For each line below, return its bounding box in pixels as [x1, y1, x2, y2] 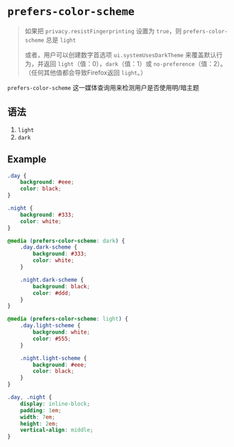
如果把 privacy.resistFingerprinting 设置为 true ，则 [24, 26, 182, 35]
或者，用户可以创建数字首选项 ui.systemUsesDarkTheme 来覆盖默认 [24, 50, 217, 59]
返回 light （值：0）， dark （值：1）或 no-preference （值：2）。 [43, 59, 227, 68]
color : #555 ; [33, 335, 72, 342]
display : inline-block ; [20, 400, 91, 407]
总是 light [45, 35, 77, 44]
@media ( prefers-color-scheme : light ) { [7, 315, 129, 323]
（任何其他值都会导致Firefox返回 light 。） [24, 68, 147, 77]
